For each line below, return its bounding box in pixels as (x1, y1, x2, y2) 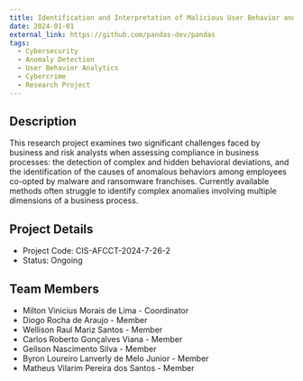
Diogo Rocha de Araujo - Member (22, 315, 148, 326)
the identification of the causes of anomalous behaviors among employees (9, 166, 287, 177)
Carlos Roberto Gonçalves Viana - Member (22, 334, 183, 345)
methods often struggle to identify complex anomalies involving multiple (9, 186, 277, 197)
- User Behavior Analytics (17, 64, 119, 73)
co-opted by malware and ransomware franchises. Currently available (9, 176, 270, 187)
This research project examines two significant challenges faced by (9, 137, 261, 149)
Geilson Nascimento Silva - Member (22, 344, 157, 355)
